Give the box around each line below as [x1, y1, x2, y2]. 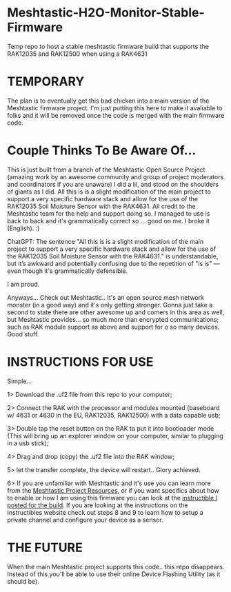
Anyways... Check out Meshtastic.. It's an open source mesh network [7, 293, 205, 301]
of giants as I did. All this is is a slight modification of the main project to [7, 187, 212, 196]
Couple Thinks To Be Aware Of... [7, 143, 197, 159]
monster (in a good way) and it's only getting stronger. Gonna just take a [7, 300, 213, 309]
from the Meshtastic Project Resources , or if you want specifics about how [7, 486, 219, 494]
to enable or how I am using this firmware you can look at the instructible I [7, 493, 218, 502]
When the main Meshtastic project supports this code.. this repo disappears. [7, 562, 225, 571]
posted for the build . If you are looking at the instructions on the [7, 501, 188, 509]
